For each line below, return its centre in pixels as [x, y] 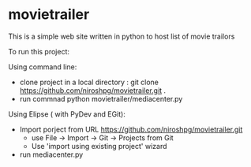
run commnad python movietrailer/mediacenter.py [101, 98]
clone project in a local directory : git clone [89, 82]
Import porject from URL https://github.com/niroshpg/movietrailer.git [131, 129]
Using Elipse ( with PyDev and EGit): [67, 114]
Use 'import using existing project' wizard [99, 146]
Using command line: [43, 67]
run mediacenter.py [51, 154]
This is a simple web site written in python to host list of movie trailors [122, 36]
